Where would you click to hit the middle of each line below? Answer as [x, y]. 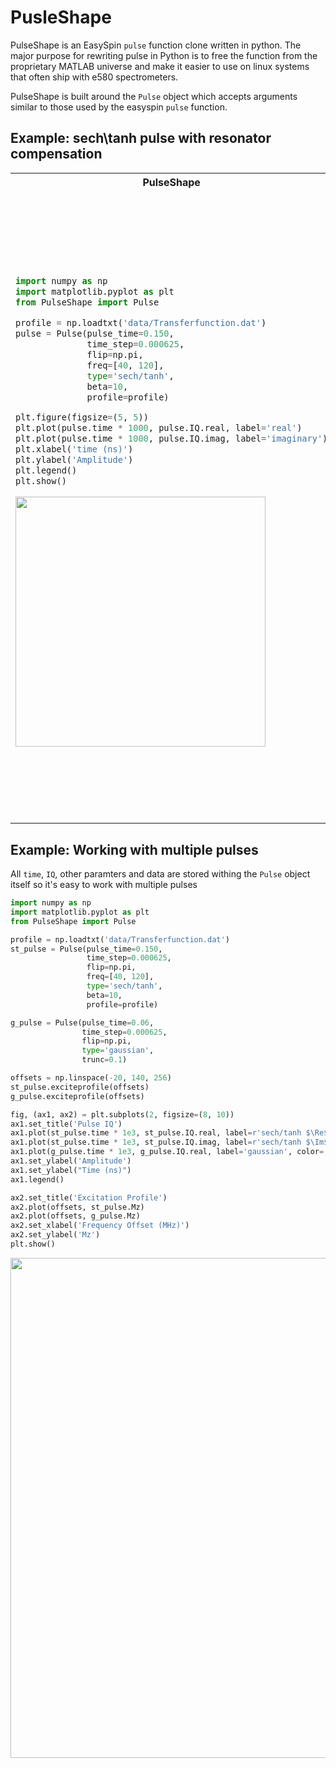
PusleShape [61, 17]
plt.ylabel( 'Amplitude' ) [74, 460]
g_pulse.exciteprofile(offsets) [77, 1096]
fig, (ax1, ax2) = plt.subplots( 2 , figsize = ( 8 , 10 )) [122, 1114]
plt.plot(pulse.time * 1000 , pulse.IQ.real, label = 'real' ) [159, 428]
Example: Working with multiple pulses [134, 849]
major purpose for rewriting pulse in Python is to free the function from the [164, 55]
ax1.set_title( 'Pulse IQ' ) [66, 1124]
